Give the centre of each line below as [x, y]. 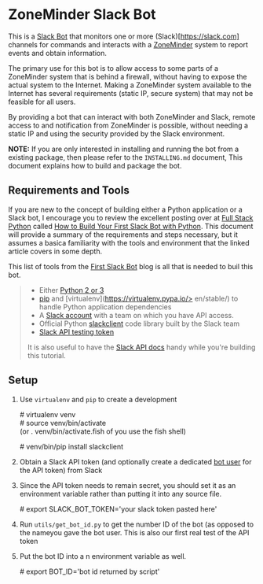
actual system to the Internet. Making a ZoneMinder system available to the [130, 85]
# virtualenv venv [47, 414]
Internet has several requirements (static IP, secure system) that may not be [131, 93]
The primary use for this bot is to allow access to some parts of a [113, 68]
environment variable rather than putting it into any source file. [121, 493]
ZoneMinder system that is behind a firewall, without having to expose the [128, 76]
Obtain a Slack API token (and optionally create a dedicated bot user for [135, 461]
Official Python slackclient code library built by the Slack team [139, 323]
